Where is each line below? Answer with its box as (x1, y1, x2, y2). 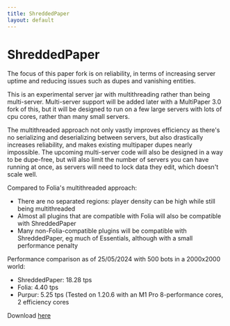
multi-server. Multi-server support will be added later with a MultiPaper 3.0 (7, 98, 222, 106)
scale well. (7, 170, 38, 179)
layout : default (7, 17, 54, 24)
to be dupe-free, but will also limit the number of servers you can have (7, 156, 209, 164)
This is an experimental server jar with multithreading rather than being (7, 90, 211, 99)
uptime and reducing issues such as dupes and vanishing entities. (7, 77, 196, 85)
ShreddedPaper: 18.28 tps (17, 276, 92, 284)
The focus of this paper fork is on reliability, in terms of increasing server (7, 70, 216, 78)
